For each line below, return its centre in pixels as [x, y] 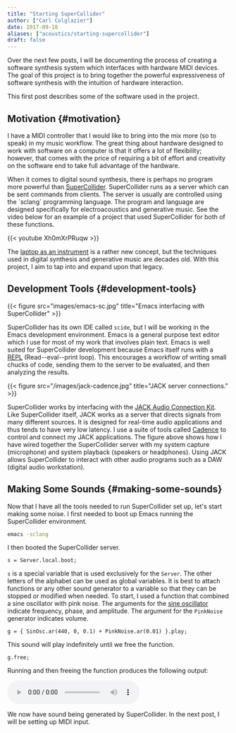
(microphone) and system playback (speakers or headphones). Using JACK [117, 452]
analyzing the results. [38, 372]
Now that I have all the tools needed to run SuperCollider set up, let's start [115, 506]
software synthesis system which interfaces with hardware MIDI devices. [113, 68]
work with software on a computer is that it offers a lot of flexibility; [105, 150]
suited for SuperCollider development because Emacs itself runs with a [110, 350]
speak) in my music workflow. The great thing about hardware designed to [115, 143]
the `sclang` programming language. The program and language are [106, 201]
